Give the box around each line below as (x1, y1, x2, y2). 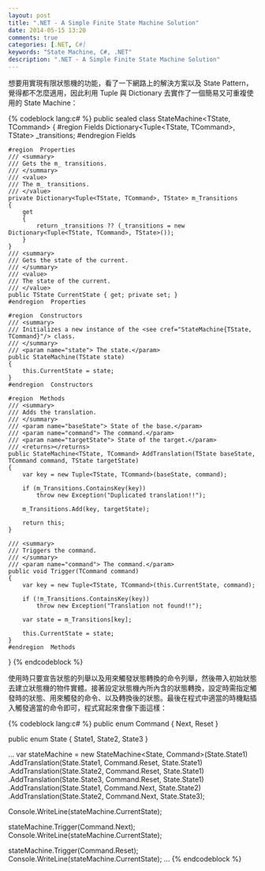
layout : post (8, 11, 51, 20)
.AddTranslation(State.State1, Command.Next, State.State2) (8, 783, 201, 792)
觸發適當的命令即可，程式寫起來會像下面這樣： (14, 703, 167, 712)
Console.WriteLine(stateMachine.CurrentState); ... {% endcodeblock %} (8, 854, 242, 863)
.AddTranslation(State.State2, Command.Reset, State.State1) (8, 766, 205, 775)
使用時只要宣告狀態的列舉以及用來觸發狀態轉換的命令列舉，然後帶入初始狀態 (8, 673, 257, 683)
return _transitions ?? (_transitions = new (36, 222, 185, 230)
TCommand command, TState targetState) (8, 456, 140, 464)
